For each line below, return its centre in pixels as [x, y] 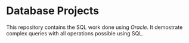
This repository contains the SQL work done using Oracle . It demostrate [94, 27]
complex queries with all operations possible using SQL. [75, 33]
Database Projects [53, 11]
